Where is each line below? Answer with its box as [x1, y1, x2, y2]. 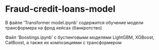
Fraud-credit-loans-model [5, 3, 115, 15]
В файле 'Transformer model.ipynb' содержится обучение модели [5, 20, 144, 25]
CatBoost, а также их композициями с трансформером [5, 39, 122, 45]
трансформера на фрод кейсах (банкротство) [5, 25, 103, 30]
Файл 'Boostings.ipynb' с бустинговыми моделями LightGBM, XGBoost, [5, 34, 155, 40]
